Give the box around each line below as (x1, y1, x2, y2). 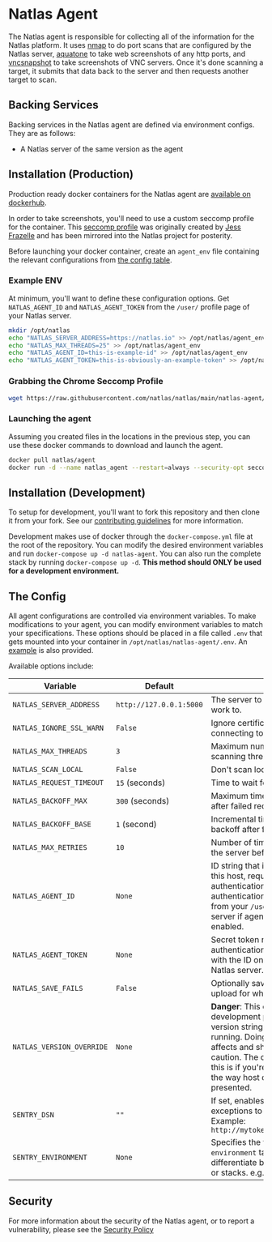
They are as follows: (8, 128, 76, 138)
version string (210, 1022, 263, 1033)
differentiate (210, 1157, 257, 1168)
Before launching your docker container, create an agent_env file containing (8, 246, 260, 256)
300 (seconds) (116, 796, 170, 807)
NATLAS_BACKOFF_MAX (12, 796, 87, 806)
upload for (210, 988, 251, 999)
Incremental (210, 813, 257, 825)
